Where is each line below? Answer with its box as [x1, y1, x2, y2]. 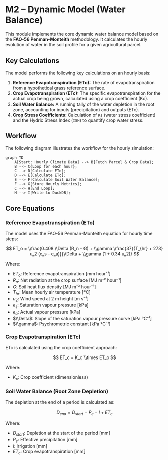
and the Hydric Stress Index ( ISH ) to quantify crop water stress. [12, 117, 144, 123]
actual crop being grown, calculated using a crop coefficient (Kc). [12, 95, 148, 101]
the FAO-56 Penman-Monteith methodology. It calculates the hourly [5, 36, 147, 42]
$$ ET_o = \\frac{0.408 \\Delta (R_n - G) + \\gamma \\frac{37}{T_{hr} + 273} [6, 246, 163, 252]
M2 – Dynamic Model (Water [5, 4, 126, 15]
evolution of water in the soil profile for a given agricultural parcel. [5, 41, 142, 47]
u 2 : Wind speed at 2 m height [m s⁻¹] [12, 295, 89, 303]
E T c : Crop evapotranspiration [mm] [12, 448, 86, 455]
